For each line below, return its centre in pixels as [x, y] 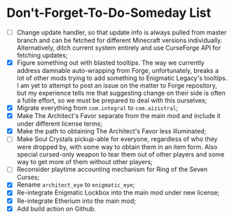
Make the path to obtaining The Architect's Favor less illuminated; [111, 131]
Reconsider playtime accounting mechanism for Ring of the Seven [112, 169]
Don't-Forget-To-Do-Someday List [109, 13]
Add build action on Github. [56, 208]
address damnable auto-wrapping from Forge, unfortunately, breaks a [117, 71]
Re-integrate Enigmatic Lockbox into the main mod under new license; [118, 193]
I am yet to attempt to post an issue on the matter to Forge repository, [117, 86]
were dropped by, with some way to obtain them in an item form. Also [117, 147]
